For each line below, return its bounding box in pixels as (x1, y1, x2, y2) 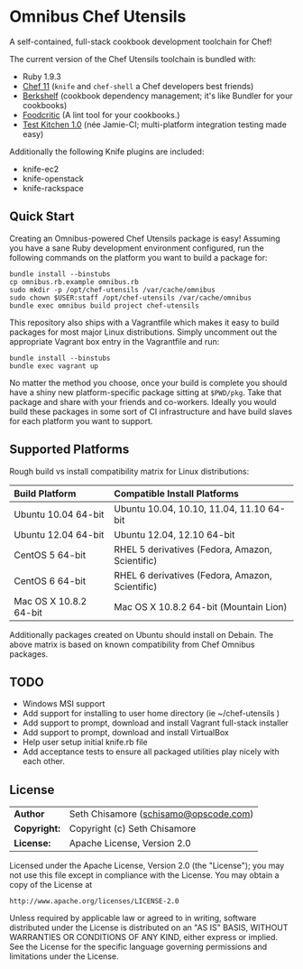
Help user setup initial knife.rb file (22, 737, 148, 748)
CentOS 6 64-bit (14, 575, 87, 587)
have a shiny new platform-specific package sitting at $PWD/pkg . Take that (9, 386, 282, 398)
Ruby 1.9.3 (22, 70, 61, 82)
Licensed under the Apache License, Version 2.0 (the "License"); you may (9, 860, 285, 872)
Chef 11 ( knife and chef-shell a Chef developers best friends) (22, 80, 254, 91)
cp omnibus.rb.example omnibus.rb (9, 277, 140, 286)
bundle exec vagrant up (9, 361, 99, 371)
